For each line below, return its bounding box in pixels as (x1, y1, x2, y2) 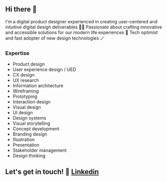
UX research (12, 77, 39, 84)
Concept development (12, 126, 59, 132)
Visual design (12, 104, 42, 111)
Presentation (12, 142, 40, 148)
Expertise (5, 49, 29, 56)
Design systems (12, 115, 47, 121)
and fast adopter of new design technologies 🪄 (5, 35, 105, 41)
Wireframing (12, 88, 39, 94)
